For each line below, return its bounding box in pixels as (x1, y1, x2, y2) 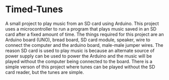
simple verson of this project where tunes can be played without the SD (5, 64, 155, 70)
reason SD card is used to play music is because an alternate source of (5, 47, 155, 54)
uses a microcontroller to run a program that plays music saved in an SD (5, 25, 157, 32)
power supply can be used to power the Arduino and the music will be (5, 52, 152, 59)
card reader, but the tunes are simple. (5, 69, 84, 75)
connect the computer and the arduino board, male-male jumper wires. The (5, 42, 164, 48)
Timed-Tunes (5, 4, 63, 15)
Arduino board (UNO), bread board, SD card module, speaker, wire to (5, 37, 151, 43)
